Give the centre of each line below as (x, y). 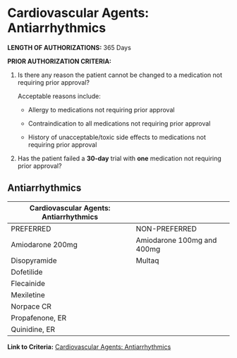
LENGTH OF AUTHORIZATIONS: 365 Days (69, 47)
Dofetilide (27, 272)
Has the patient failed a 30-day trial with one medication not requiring (120, 158)
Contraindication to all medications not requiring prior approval (119, 123)
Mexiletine (28, 294)
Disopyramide (34, 261)
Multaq (147, 261)
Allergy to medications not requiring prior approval (101, 109)
